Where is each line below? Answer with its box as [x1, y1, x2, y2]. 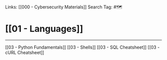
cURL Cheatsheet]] [5, 49, 45, 56]
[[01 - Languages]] [5, 23, 83, 35]
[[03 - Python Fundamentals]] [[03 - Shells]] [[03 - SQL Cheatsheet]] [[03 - [5, 44, 160, 50]
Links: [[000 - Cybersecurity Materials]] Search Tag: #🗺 [5, 4, 123, 10]
